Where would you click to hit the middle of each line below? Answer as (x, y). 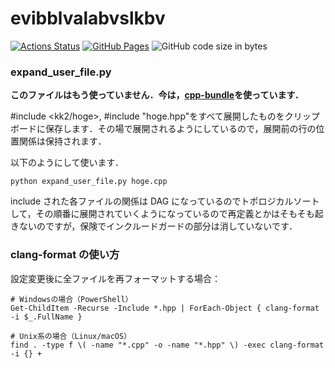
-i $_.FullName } (46, 317)
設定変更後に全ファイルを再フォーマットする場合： (115, 278)
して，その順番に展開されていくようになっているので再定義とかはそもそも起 (167, 214)
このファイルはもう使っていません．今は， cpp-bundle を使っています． (157, 95)
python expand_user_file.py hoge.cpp (89, 182)
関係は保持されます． (62, 141)
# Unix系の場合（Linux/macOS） (71, 336)
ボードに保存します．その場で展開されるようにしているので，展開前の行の (163, 129)
